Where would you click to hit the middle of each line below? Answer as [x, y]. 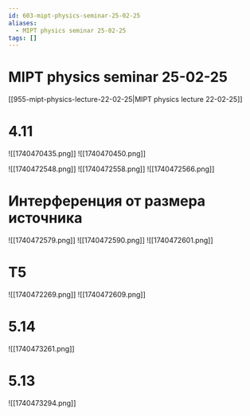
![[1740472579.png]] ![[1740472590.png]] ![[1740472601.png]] [111, 241]
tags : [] [23, 38]
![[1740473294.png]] [42, 402]
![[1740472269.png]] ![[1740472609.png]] [77, 294]
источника [45, 218]
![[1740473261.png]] [41, 348]
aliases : [23, 23]
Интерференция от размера [107, 201]
